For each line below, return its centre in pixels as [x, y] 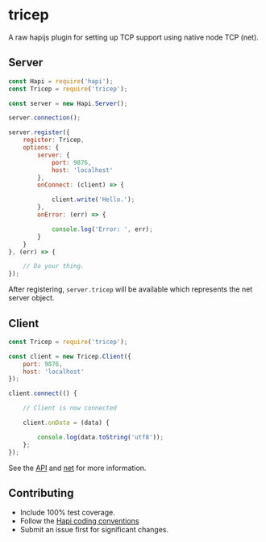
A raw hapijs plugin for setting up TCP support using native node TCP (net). [134, 37]
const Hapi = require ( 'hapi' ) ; [61, 81]
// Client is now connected [70, 408]
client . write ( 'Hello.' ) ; [93, 200]
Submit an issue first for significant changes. [94, 530]
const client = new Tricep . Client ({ [70, 356]
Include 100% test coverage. [67, 513]
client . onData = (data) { [66, 423]
